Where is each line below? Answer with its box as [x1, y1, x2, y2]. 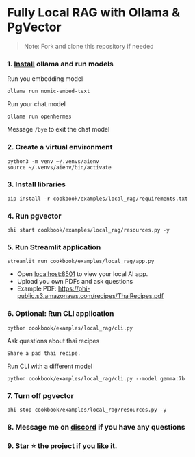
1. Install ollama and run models [7, 59, 114, 69]
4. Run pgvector [7, 211, 62, 221]
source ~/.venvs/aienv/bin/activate [7, 164, 112, 171]
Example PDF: [16, 284, 57, 293]
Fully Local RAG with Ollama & [7, 5, 180, 21]
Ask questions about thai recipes [7, 336, 100, 345]
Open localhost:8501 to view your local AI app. [16, 270, 148, 278]
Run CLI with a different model [7, 362, 93, 370]
